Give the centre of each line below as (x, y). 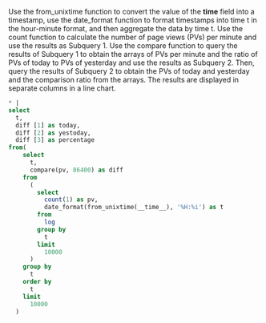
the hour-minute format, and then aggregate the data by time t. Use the (125, 28)
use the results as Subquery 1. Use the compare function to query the (123, 46)
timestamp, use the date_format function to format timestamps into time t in (133, 20)
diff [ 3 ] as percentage (55, 140)
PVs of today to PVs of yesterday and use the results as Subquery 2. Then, (131, 63)
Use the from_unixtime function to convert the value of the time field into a (131, 12)
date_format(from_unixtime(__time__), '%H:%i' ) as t (134, 208)
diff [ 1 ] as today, (48, 125)
